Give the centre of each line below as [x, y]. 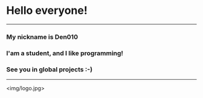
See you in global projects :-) [49, 69]
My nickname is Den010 [42, 37]
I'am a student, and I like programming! [65, 53]
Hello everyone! [47, 11]
